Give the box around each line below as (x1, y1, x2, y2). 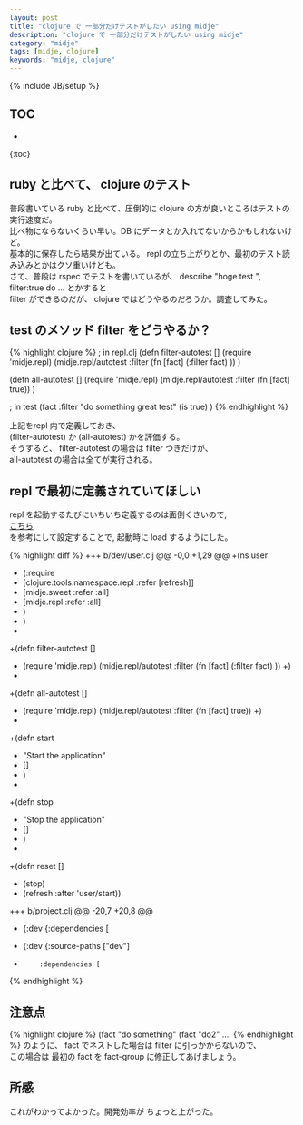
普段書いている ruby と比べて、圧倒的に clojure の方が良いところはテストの (9, 202, 290, 213)
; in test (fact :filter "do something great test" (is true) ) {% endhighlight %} (9, 401, 288, 413)
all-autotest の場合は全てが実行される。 (9, 455, 158, 465)
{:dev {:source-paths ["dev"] (22, 941, 130, 952)
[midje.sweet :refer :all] (22, 587, 110, 598)
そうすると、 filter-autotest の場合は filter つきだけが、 (9, 443, 213, 454)
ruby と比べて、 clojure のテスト (9, 177, 191, 192)
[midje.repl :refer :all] (22, 596, 102, 608)
